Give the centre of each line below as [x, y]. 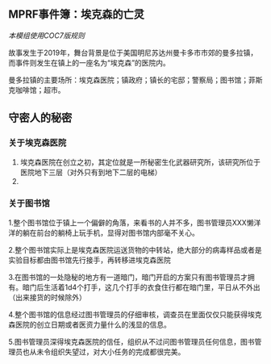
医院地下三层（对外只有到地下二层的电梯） [91, 172]
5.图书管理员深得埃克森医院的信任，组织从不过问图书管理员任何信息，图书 [131, 341]
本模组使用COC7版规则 [47, 36]
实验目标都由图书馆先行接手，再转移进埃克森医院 [90, 260]
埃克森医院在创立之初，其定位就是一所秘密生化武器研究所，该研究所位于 [140, 162]
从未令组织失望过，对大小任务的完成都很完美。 [107, 351]
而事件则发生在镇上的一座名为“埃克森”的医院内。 [90, 62]
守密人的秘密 [40, 118]
